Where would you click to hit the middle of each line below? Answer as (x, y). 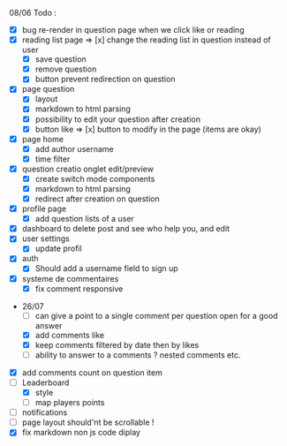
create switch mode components (95, 178)
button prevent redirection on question (105, 79)
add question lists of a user (84, 219)
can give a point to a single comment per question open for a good (156, 315)
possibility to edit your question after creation (118, 119)
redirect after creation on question (98, 199)
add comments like (69, 335)
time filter (53, 159)
